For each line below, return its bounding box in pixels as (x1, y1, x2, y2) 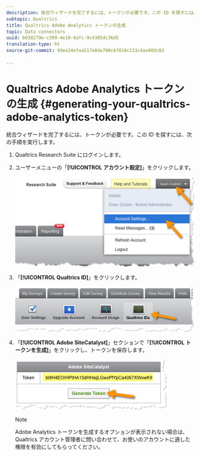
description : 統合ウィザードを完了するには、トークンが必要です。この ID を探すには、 (6, 10, 199, 16)
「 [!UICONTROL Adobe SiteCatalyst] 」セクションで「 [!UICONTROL (14, 339, 185, 346)
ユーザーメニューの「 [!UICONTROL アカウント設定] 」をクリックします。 (14, 163, 194, 171)
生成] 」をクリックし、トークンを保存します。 (35, 346, 148, 353)
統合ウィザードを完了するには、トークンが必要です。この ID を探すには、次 (6, 130, 193, 138)
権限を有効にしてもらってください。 (14, 443, 103, 450)
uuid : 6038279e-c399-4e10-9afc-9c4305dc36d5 (6, 35, 119, 41)
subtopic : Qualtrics (6, 16, 58, 22)
